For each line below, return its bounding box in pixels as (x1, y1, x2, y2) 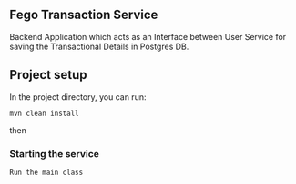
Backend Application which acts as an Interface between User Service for (9, 31, 287, 42)
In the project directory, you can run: (9, 91, 147, 102)
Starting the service (9, 147, 100, 160)
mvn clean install (9, 109, 79, 118)
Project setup (9, 67, 88, 82)
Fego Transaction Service (9, 7, 158, 23)
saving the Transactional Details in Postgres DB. (9, 41, 189, 52)
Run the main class (9, 168, 84, 177)
